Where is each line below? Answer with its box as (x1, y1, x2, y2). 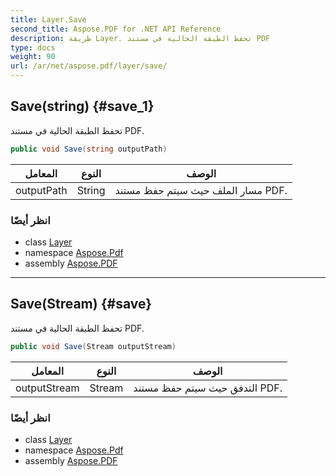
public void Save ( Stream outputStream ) (10, 341, 177, 351)
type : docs (10, 42, 56, 53)
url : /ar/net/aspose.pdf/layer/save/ (10, 61, 168, 71)
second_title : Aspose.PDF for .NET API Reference (10, 24, 222, 34)
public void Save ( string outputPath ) (10, 144, 168, 154)
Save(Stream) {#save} (10, 296, 153, 313)
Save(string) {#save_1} (10, 98, 155, 115)
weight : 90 (10, 52, 56, 62)
